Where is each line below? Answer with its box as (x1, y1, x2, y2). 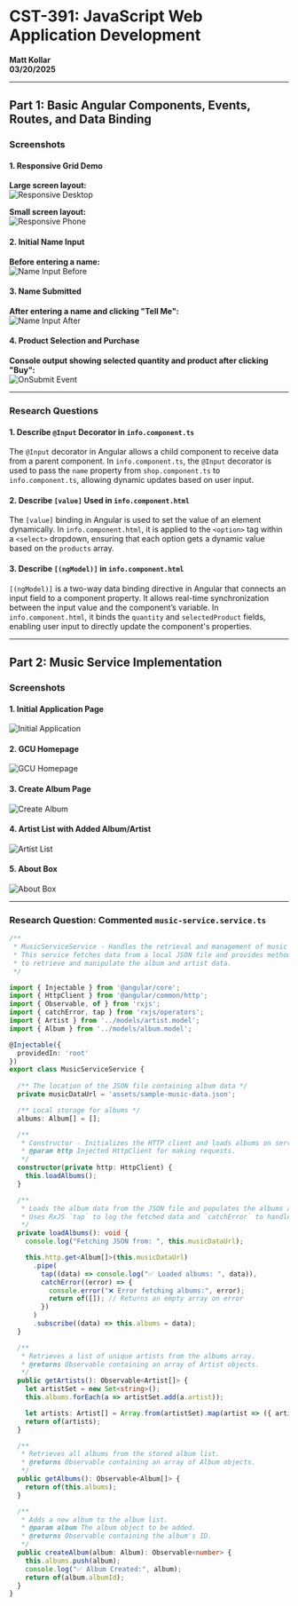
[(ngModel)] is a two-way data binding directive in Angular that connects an (9, 583, 286, 594)
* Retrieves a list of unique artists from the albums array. (20, 1351, 255, 1360)
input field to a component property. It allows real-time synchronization (9, 592, 269, 603)
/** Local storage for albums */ (17, 1105, 141, 1115)
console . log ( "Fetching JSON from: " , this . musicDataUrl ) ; (25, 1237, 244, 1246)
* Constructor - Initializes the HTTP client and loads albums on (20, 1138, 272, 1147)
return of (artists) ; (25, 1417, 101, 1426)
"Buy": (9, 365, 35, 376)
